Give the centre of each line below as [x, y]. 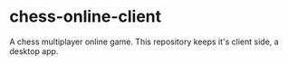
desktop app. [34, 51]
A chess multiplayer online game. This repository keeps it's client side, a [144, 42]
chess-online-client [86, 17]
